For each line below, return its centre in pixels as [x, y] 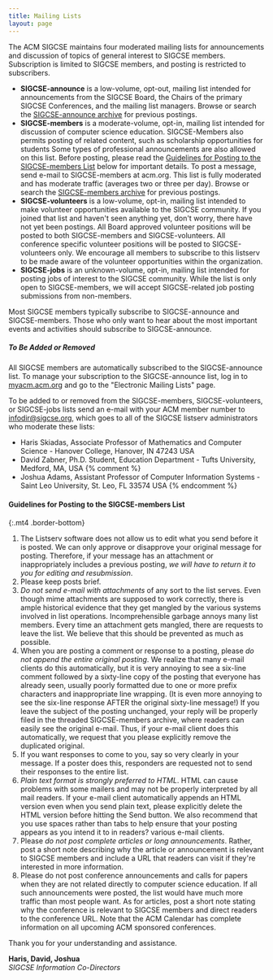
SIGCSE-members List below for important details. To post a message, [138, 166]
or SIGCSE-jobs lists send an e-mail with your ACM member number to [127, 409]
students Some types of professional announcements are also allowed [138, 149]
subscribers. [29, 72]
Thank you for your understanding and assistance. [93, 943]
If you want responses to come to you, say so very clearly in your [130, 754]
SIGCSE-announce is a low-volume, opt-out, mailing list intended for [136, 88]
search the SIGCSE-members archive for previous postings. [120, 192]
